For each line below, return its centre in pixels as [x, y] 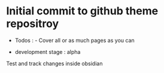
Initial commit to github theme [82, 11]
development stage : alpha [48, 51]
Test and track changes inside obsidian [54, 63]
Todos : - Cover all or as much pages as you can [75, 40]
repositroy [32, 24]
